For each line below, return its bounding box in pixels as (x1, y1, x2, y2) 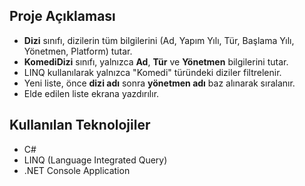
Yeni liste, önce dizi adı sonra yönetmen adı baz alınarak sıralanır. (23, 77, 296, 89)
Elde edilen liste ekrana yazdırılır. (23, 87, 160, 99)
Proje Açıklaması (9, 8, 116, 25)
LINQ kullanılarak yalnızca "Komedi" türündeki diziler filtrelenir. (23, 66, 282, 78)
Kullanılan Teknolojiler (9, 117, 151, 134)
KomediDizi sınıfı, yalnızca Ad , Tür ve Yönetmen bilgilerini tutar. (23, 55, 289, 68)
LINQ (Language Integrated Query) (23, 154, 168, 166)
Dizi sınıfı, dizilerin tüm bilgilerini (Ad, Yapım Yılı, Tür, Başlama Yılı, (23, 34, 295, 46)
